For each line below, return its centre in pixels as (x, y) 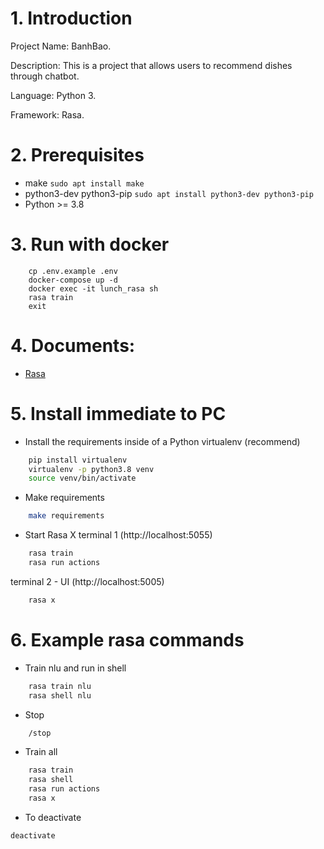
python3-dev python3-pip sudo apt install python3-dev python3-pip (169, 193)
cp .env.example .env (73, 271)
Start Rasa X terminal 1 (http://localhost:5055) (118, 535)
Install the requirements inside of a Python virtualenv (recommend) (162, 441)
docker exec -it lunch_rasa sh (93, 288)
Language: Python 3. (53, 95)
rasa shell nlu (60, 695)
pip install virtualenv (78, 460)
